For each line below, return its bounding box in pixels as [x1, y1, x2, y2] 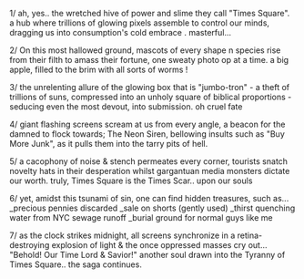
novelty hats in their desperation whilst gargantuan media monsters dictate [9, 166, 290, 176]
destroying [9, 240, 50, 250]
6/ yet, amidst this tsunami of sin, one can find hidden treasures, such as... [9, 193, 289, 203]
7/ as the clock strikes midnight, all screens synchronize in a [9, 230, 236, 241]
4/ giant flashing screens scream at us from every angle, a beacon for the [9, 119, 286, 129]
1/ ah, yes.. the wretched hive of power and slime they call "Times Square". [9, 8, 290, 18]
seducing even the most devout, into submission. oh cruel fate [9, 101, 243, 112]
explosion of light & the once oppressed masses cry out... [51, 240, 268, 250]
